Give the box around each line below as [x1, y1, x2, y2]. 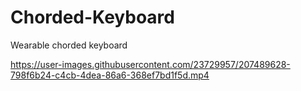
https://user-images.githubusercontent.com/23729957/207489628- [10, 58, 291, 70]
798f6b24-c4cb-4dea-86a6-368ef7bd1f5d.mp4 [10, 69, 210, 81]
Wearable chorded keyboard [10, 39, 128, 51]
